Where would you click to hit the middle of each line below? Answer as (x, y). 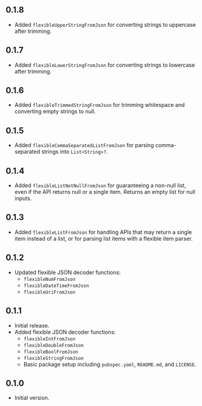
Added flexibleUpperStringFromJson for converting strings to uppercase (105, 24)
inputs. (23, 198)
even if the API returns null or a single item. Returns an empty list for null (105, 192)
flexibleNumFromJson (49, 279)
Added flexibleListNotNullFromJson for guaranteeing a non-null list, (100, 185)
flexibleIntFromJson (49, 339)
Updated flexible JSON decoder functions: (67, 272)
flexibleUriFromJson (49, 292)
